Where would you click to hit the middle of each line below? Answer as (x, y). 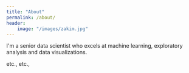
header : (16, 23)
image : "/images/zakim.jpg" (53, 29)
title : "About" (26, 12)
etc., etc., (18, 64)
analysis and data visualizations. (47, 52)
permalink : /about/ (31, 17)
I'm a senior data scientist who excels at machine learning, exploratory (95, 46)
